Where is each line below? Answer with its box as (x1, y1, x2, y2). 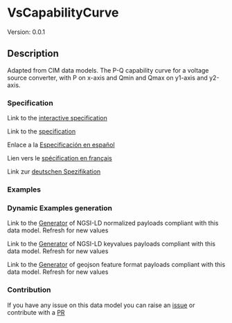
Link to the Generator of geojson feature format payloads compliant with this (7, 261, 226, 269)
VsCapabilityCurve (7, 5, 119, 21)
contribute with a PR (7, 308, 65, 316)
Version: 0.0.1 (7, 28, 45, 36)
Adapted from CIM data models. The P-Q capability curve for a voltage (7, 66, 209, 74)
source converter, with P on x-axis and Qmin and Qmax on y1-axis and (7, 73, 208, 82)
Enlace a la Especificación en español (7, 140, 116, 149)
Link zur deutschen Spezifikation (7, 167, 101, 176)
